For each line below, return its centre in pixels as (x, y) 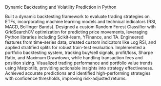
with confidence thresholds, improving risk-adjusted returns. (66, 78)
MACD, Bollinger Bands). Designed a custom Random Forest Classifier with (80, 27)
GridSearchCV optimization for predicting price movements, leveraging (76, 32)
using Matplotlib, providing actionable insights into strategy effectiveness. (79, 68)
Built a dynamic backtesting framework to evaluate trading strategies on (77, 16)
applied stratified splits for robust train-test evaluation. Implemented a (75, 47)
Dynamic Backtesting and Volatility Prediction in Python (61, 7)
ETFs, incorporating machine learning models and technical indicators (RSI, (81, 22)
